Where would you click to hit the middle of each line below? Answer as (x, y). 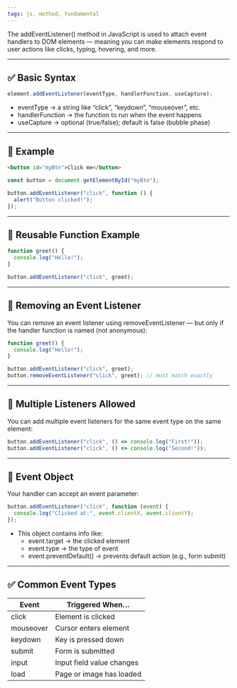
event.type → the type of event (73, 548)
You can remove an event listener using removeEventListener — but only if (116, 323)
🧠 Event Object (41, 476)
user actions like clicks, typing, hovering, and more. (82, 49)
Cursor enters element (92, 628)
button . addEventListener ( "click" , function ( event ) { (88, 507)
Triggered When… (98, 605)
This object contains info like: (60, 533)
